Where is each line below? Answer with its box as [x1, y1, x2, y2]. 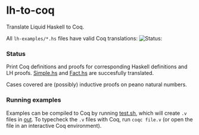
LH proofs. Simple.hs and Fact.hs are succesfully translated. [6, 70, 154, 77]
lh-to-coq [6, 4, 55, 17]
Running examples [6, 96, 61, 104]
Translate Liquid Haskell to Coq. [6, 23, 85, 30]
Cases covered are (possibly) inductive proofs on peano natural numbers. [6, 81, 188, 88]
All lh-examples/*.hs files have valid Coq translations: [6, 34, 138, 42]
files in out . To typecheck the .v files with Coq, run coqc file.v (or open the [6, 115, 193, 123]
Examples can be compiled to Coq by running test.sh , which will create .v [6, 109, 187, 117]
